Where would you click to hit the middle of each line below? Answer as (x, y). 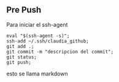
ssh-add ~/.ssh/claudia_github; (48, 41)
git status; (21, 57)
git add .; (20, 46)
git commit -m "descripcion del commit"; (60, 52)
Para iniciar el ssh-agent (37, 24)
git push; (19, 62)
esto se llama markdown (37, 73)
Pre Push (24, 10)
